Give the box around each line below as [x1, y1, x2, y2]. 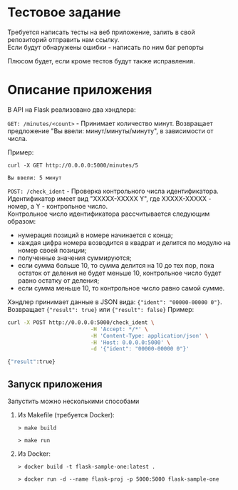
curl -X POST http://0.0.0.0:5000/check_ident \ [7, 318, 155, 326]
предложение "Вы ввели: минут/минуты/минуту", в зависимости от [7, 126, 214, 135]
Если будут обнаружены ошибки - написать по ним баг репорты [7, 43, 205, 51]
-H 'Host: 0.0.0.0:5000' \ [90, 339, 171, 346]
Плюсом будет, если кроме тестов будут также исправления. [7, 56, 195, 65]
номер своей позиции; [17, 246, 87, 254]
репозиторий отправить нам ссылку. [7, 35, 120, 43]
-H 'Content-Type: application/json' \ [90, 332, 209, 339]
